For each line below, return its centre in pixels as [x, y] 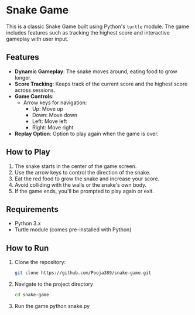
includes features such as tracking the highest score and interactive [88, 32]
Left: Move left [49, 121]
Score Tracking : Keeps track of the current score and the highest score [101, 84]
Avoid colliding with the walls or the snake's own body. [81, 184]
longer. [23, 77]
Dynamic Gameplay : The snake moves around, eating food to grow [96, 71]
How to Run [28, 248]
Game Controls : [34, 96]
